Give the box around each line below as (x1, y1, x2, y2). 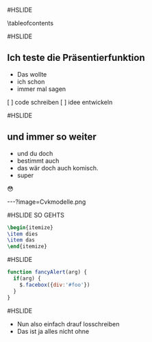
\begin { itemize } (7, 224, 53, 231)
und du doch (16, 149, 53, 157)
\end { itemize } (7, 243, 48, 250)
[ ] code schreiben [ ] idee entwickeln (7, 98, 113, 106)
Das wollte (16, 70, 47, 78)
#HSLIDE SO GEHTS (7, 211, 65, 219)
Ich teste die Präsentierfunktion (7, 52, 145, 64)
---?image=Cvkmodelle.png (7, 198, 86, 206)
